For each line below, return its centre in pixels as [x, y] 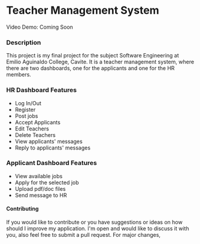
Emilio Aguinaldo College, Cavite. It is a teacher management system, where [100, 62]
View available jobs [39, 176]
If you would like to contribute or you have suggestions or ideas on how [94, 222]
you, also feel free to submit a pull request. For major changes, [83, 235]
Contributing [22, 209]
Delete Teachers [35, 135]
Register [25, 109]
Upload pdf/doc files [40, 188]
